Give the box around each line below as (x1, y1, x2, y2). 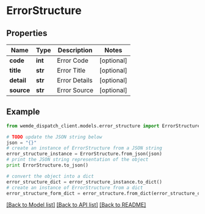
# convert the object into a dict (6, 173, 95, 179)
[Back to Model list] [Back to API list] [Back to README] (6, 201, 146, 209)
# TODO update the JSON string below (6, 134, 103, 140)
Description (57, 46, 93, 54)
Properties (6, 28, 48, 38)
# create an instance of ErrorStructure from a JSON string (6, 145, 163, 151)
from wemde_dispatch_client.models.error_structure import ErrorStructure (6, 123, 201, 129)
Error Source (57, 86, 93, 95)
